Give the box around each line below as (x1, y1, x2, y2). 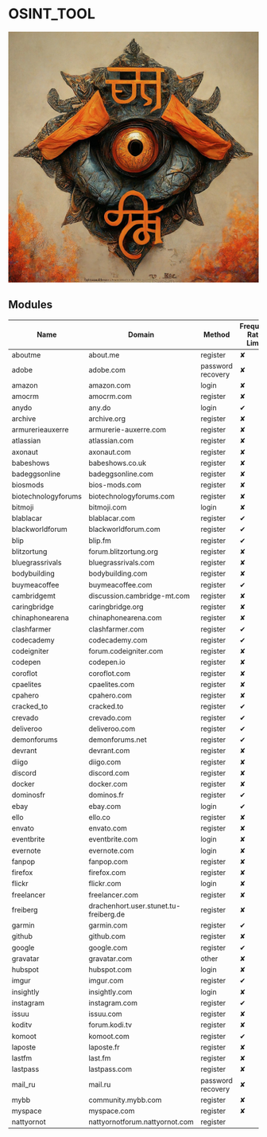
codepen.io (88, 658, 126, 667)
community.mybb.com (88, 1095, 162, 1104)
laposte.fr (88, 1042, 121, 1052)
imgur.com (88, 976, 124, 986)
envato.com (88, 823, 127, 833)
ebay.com (88, 801, 122, 811)
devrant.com (88, 746, 130, 756)
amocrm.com (88, 392, 133, 401)
